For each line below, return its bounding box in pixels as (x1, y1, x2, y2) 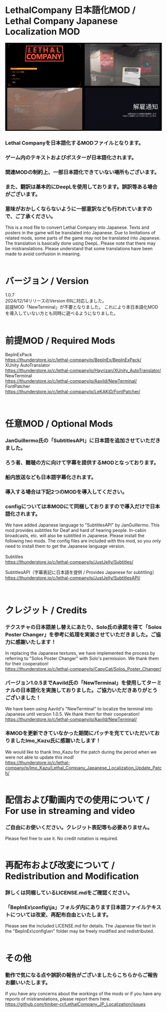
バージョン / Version (5, 275, 89, 287)
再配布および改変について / (5, 860, 115, 871)
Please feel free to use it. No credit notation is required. (5, 835, 118, 841)
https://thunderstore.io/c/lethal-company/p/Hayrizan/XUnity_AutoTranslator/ (5, 368, 162, 374)
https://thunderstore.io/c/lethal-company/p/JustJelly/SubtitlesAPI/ (5, 575, 141, 581)
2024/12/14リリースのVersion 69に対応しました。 (5, 298, 107, 304)
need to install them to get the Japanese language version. (5, 543, 126, 549)
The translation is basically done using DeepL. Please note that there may (5, 240, 156, 246)
